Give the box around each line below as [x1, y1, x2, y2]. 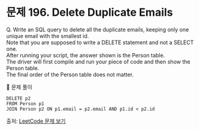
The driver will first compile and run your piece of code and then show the [6, 58, 191, 65]
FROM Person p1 [6, 100, 45, 106]
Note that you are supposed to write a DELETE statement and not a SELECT [6, 39, 194, 46]
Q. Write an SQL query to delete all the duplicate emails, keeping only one [6, 25, 189, 33]
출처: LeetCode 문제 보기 [6, 117, 66, 125]
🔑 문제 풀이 [6, 83, 33, 91]
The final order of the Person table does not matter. [6, 71, 134, 78]
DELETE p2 [6, 95, 31, 102]
